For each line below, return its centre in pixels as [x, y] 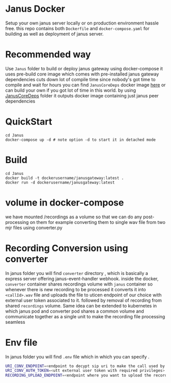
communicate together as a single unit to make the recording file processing [85, 316]
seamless [15, 322]
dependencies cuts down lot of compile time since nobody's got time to [80, 79]
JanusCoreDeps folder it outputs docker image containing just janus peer [82, 95]
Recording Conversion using [67, 248]
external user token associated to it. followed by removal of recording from [83, 300]
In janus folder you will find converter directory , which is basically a [77, 273]
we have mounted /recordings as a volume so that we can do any [74, 217]
